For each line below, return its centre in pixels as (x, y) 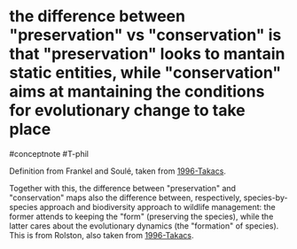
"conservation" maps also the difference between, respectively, (125, 198)
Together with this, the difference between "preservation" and (123, 188)
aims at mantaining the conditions (137, 92)
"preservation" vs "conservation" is (145, 35)
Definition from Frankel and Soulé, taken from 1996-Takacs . (117, 171)
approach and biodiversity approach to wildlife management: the (158, 206)
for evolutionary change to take (127, 110)
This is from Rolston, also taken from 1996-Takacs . (102, 235)
